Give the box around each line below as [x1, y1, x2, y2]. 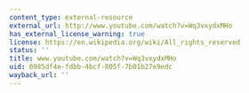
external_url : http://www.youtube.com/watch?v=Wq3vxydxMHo [9, 21, 233, 30]
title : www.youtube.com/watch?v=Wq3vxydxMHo [9, 54, 177, 63]
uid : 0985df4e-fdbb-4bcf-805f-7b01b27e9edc [9, 63, 173, 72]
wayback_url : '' [9, 71, 69, 80]
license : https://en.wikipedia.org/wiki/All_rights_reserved [9, 37, 241, 47]
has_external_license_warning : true [9, 29, 145, 38]
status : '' [9, 46, 50, 55]
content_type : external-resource [9, 12, 133, 22]
